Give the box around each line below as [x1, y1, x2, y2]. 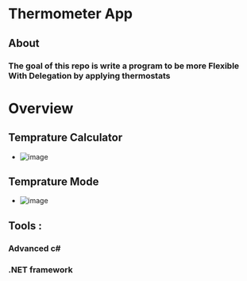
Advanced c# [8, 243, 61, 254]
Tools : [8, 219, 42, 233]
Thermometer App [8, 5, 133, 23]
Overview [8, 99, 74, 117]
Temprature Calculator [8, 131, 123, 144]
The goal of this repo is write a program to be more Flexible [8, 60, 240, 71]
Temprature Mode [8, 175, 99, 188]
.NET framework [8, 264, 73, 275]
